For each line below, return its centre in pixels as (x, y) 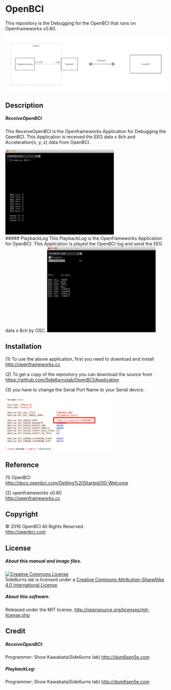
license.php (18, 615)
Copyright (22, 514)
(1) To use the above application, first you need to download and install (80, 359)
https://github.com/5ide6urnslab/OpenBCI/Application (62, 380)
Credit (15, 631)
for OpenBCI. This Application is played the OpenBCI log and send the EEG (84, 243)
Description (24, 105)
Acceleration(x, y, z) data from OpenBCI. (48, 142)
